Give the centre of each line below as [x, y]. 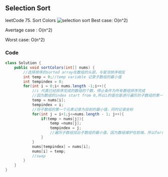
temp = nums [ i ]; [49, 100]
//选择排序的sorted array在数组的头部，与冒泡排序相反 [74, 72]
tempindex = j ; [65, 128]
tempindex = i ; [48, 104]
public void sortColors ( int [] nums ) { [54, 67]
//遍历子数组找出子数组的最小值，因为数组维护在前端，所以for [106, 133]
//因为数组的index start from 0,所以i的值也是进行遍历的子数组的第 [96, 95]
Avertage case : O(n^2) [29, 30]
